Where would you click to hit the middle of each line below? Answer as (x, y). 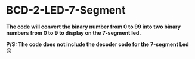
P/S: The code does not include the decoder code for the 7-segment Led (97, 44)
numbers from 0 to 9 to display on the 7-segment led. (74, 32)
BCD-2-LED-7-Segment (66, 10)
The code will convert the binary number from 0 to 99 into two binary (93, 27)
